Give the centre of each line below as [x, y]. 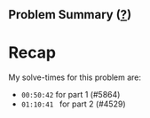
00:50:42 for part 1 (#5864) [71, 95]
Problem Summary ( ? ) [70, 15]
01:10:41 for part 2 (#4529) [73, 104]
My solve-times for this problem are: [75, 77]
